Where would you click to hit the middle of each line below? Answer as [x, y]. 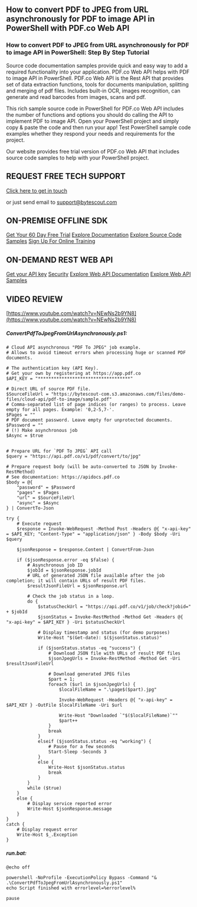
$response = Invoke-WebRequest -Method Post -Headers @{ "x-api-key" [104, 529]
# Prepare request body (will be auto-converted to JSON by [82, 467]
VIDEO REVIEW [35, 299]
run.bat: [17, 853]
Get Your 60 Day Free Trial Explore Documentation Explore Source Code [94, 235]
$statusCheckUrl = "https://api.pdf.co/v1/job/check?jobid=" [114, 607]
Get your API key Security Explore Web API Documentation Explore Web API [98, 274]
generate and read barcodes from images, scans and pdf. [76, 97]
